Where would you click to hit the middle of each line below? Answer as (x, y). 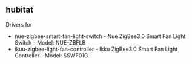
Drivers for (19, 24)
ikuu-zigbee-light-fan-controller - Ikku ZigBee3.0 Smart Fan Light (96, 49)
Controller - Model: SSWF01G (51, 55)
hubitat (20, 10)
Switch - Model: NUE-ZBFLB (50, 42)
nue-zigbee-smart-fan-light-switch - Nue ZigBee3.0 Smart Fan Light (100, 36)
